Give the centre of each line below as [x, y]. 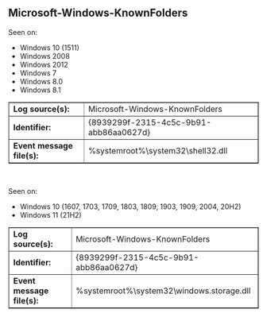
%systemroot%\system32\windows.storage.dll [163, 291]
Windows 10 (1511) [49, 48]
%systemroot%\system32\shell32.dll [158, 150]
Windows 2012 [44, 64]
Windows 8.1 [40, 90]
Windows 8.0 [41, 81]
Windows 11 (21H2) [50, 215]
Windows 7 [38, 73]
